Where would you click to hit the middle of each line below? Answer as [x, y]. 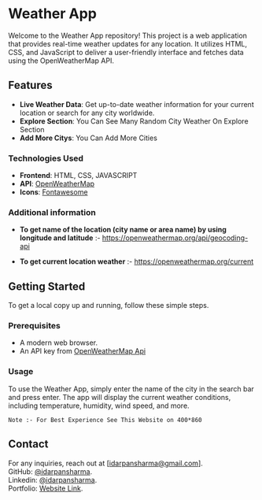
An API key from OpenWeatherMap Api [83, 351]
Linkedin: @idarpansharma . [53, 480]
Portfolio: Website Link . [46, 488]
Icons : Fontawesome [54, 192]
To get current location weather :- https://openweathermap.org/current [137, 261]
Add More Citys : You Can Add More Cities [88, 138]
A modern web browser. [59, 343]
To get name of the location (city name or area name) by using [123, 230]
